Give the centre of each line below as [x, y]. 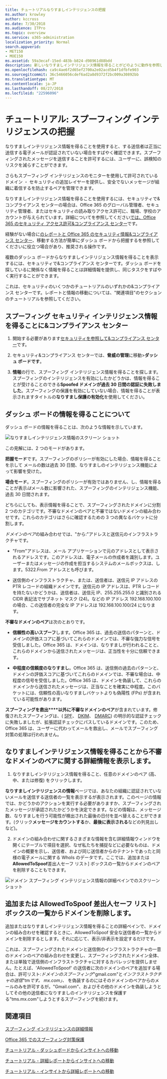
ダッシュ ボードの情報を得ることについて [68, 414]
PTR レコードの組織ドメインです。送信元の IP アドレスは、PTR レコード [86, 586]
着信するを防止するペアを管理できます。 [55, 188]
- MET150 [14, 51]
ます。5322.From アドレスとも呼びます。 [54, 569]
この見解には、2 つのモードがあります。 [46, 448]
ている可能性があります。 [38, 699]
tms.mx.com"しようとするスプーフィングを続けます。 [66, 999]
